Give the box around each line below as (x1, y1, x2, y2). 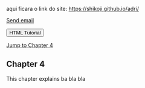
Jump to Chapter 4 (6, 42, 53, 49)
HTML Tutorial (9, 30, 41, 36)
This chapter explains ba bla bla (6, 75, 86, 82)
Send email (6, 17, 34, 24)
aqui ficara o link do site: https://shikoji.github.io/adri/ (6, 5, 139, 12)
